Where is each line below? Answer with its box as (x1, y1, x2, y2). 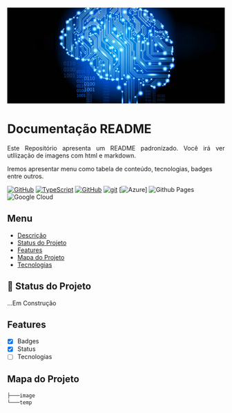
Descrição (17, 231, 47, 239)
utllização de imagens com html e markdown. (7, 151, 137, 160)
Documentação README (7, 122, 152, 137)
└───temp (7, 399, 32, 406)
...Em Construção (7, 298, 57, 307)
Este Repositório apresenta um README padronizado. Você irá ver (7, 144, 225, 152)
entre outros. (7, 172, 44, 180)
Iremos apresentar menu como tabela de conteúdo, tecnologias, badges (7, 164, 213, 173)
